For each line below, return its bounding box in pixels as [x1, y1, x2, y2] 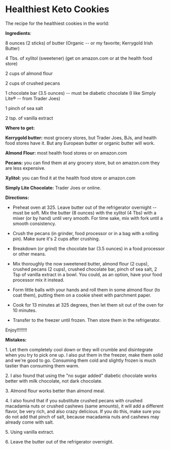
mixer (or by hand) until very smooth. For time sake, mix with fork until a [12, 215, 163, 221]
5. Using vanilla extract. [5, 429, 54, 435]
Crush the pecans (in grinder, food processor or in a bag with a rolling [12, 230, 159, 236]
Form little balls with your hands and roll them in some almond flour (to [12, 286, 160, 292]
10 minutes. [12, 307, 37, 313]
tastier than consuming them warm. [5, 362, 80, 368]
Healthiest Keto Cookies [5, 4, 110, 15]
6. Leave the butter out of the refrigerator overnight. [5, 438, 114, 444]
